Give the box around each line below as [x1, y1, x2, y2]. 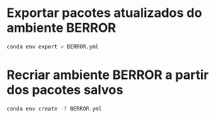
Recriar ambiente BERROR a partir [6, 67, 210, 82]
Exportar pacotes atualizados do [6, 5, 203, 21]
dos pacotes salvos [6, 82, 123, 98]
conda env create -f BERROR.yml [6, 105, 102, 112]
